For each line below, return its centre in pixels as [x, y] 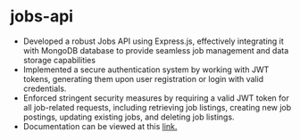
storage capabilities [59, 60]
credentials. [45, 88]
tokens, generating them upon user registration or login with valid [143, 78]
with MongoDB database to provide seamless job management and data [156, 50]
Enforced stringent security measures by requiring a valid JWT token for [156, 98]
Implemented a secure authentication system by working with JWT [146, 70]
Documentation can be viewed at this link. [100, 126]
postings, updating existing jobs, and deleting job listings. [129, 117]
